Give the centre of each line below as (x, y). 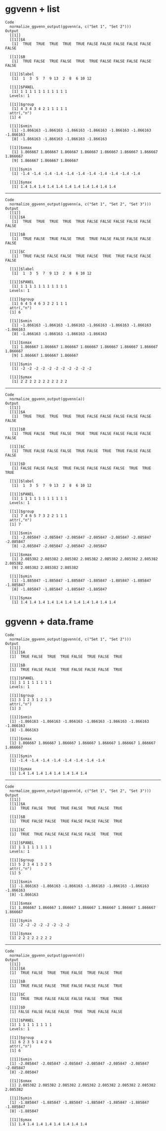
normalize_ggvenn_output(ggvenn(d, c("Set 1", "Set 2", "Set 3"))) (81, 791)
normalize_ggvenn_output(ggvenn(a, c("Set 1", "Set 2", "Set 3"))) (81, 204)
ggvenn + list (33, 9)
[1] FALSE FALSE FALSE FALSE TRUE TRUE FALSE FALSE (66, 1011)
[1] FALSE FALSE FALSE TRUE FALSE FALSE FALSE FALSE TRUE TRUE (82, 468)
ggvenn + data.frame (49, 622)
